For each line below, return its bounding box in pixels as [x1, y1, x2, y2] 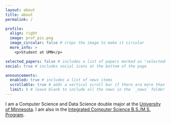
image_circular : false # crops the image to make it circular [10, 40, 145, 46]
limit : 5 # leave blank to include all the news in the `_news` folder [10, 87, 165, 92]
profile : [5, 26, 24, 31]
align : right [10, 31, 38, 36]
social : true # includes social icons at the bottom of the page [5, 64, 147, 69]
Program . [5, 111, 25, 117]
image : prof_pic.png [10, 36, 53, 41]
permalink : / [5, 17, 33, 22]
